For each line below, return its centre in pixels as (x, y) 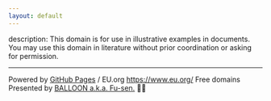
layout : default (35, 16)
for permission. (33, 56)
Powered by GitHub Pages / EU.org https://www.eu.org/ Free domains (124, 79)
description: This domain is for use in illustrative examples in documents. (129, 39)
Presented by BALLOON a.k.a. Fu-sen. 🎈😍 (77, 88)
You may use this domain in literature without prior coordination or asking (130, 47)
